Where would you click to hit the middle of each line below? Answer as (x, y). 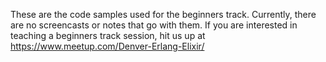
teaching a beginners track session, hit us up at (108, 35)
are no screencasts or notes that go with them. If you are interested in (154, 25)
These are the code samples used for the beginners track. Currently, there (163, 14)
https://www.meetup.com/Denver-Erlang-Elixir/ (107, 46)
